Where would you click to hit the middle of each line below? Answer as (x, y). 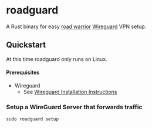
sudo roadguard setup (33, 119)
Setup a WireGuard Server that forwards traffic (74, 107)
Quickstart (26, 45)
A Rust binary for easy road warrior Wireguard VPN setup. (76, 26)
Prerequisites (23, 73)
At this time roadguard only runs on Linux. (57, 59)
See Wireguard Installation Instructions (70, 92)
